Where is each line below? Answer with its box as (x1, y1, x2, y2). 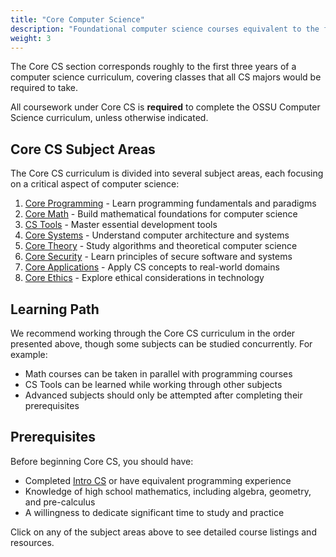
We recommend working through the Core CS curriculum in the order (10, 327, 296, 339)
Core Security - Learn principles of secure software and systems (24, 251, 293, 263)
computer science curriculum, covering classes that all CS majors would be (10, 71, 322, 83)
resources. (10, 536, 55, 548)
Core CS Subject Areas (10, 141, 156, 158)
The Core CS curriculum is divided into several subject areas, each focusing (10, 167, 324, 180)
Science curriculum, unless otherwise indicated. (10, 112, 209, 124)
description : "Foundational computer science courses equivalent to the (10, 24, 320, 34)
